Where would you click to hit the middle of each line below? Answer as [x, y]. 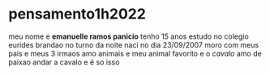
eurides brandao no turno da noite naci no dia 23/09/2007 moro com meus [134, 44]
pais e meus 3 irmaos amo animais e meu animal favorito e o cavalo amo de [135, 53]
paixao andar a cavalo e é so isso [64, 62]
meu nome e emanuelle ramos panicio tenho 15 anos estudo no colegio [129, 36]
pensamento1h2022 [77, 14]
